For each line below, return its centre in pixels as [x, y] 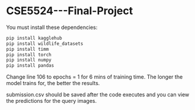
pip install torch [29, 54]
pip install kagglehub [34, 38]
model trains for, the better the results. [53, 83]
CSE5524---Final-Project [70, 11]
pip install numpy [29, 60]
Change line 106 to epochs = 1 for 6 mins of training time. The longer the [95, 77]
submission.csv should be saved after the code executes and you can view [98, 95]
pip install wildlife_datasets [45, 43]
